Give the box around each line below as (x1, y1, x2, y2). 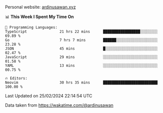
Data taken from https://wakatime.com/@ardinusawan (5, 102, 113, 108)
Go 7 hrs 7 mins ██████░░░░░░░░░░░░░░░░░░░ (5, 38, 158, 43)
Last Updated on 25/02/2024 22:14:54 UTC (5, 93, 92, 98)
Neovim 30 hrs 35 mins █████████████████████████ (5, 80, 158, 85)
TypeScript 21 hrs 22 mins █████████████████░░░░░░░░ (5, 29, 158, 34)
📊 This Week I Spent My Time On (5, 14, 74, 19)
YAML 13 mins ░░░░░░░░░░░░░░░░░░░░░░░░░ (5, 63, 158, 68)
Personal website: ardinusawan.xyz (5, 4, 76, 10)
